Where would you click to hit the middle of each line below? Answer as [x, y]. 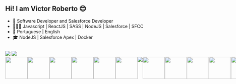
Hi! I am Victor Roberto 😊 [46, 9]
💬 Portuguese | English [36, 31]
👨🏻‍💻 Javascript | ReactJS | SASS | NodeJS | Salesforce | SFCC [78, 26]
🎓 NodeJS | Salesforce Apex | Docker [53, 37]
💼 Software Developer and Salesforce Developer [63, 21]
